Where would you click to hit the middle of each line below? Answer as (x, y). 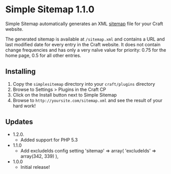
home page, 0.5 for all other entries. (43, 55)
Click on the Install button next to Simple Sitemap (65, 95)
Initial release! (35, 167)
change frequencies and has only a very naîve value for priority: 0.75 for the (86, 50)
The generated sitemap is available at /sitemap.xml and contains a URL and (85, 39)
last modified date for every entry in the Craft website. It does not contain (83, 44)
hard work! (24, 106)
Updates (19, 122)
